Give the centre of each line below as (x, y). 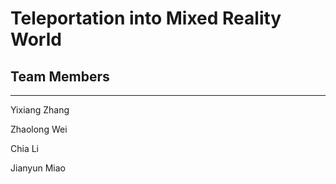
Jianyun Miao (38, 168)
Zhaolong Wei (39, 129)
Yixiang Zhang (40, 110)
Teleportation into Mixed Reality (146, 18)
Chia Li (25, 148)
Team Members (60, 76)
